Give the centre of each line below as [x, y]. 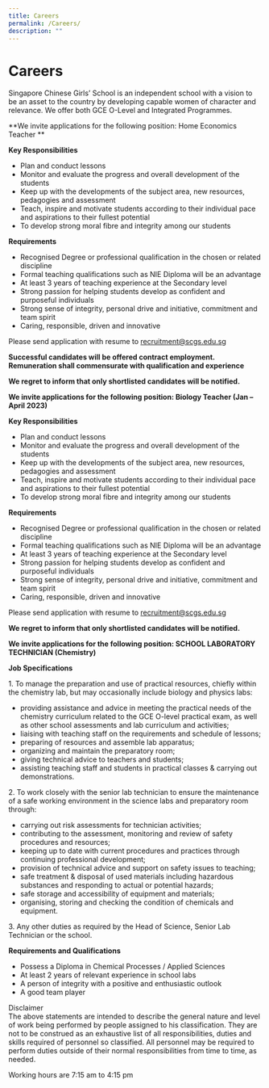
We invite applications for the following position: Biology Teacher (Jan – [131, 397]
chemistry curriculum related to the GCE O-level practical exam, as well [139, 716]
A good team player [53, 992]
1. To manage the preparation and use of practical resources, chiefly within [132, 684]
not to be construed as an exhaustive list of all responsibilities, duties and [130, 1034]
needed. [22, 1060]
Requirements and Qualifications [64, 951]
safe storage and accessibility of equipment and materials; [117, 894]
